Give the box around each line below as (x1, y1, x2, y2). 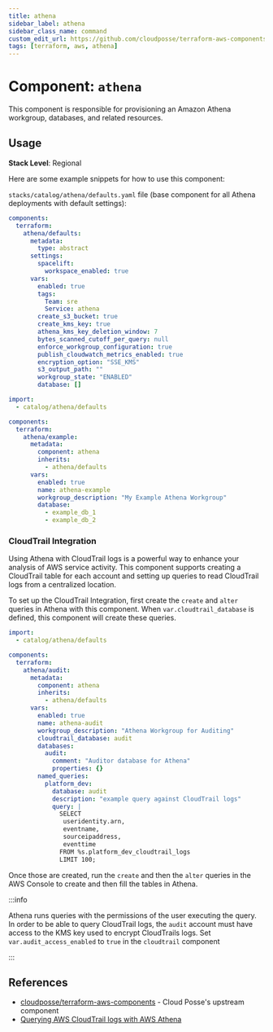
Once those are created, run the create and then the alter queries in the (8, 870, 252, 880)
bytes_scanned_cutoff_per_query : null (37, 335, 169, 343)
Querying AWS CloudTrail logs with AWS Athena (19, 1015, 182, 1025)
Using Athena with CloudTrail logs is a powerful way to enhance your (8, 554, 240, 564)
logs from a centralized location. (8, 580, 116, 590)
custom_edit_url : (8, 34, 67, 43)
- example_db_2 (44, 516, 96, 525)
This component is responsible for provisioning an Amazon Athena (8, 104, 232, 114)
